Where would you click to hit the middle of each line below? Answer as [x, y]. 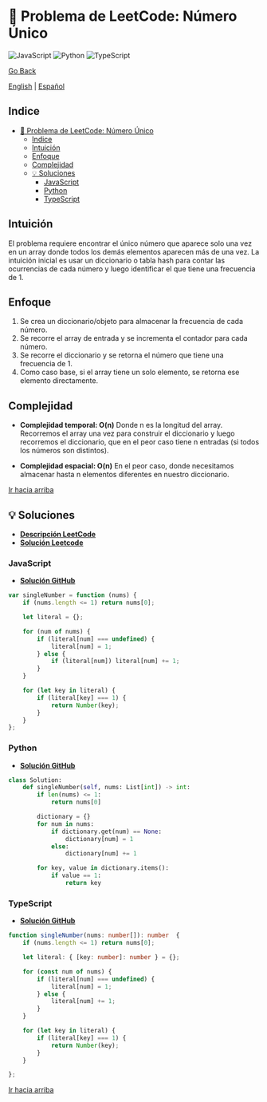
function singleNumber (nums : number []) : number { [94, 936]
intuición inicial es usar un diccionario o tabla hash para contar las [117, 260]
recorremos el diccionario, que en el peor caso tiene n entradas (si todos [139, 442]
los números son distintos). [64, 451]
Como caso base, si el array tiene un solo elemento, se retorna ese [130, 372]
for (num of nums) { [57, 631]
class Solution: [35, 780]
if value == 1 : [76, 876]
